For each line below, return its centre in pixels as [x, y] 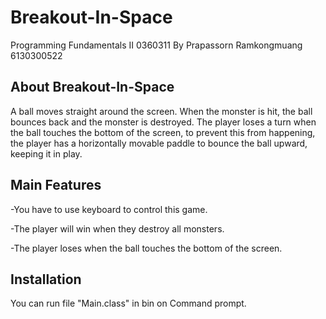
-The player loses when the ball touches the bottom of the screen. [146, 248]
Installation [46, 279]
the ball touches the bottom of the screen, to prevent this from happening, [163, 132]
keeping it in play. [46, 153]
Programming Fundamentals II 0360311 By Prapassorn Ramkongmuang [156, 45]
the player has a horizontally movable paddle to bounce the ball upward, [159, 143]
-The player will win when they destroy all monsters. [117, 228]
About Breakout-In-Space [92, 87]
